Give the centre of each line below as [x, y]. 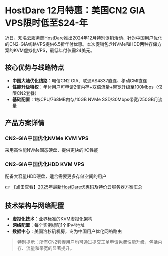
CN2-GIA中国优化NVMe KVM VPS [47, 138]
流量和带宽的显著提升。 [50, 248]
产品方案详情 [25, 123]
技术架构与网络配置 [35, 206]
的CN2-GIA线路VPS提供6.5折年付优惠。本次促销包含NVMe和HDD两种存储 [81, 44]
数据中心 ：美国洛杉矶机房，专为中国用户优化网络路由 [67, 231]
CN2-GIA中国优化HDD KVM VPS [45, 164]
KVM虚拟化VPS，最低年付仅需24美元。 [54, 50]
